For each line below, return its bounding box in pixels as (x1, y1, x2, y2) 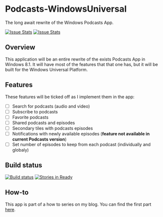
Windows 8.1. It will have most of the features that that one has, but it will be (5, 61, 158, 67)
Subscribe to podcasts (12, 108, 58, 114)
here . (5, 206, 16, 212)
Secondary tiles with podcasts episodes (12, 125, 93, 131)
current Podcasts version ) (12, 136, 67, 142)
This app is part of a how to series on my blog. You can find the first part (5, 201, 152, 207)
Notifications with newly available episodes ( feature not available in (12, 130, 150, 136)
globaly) (12, 147, 29, 152)
